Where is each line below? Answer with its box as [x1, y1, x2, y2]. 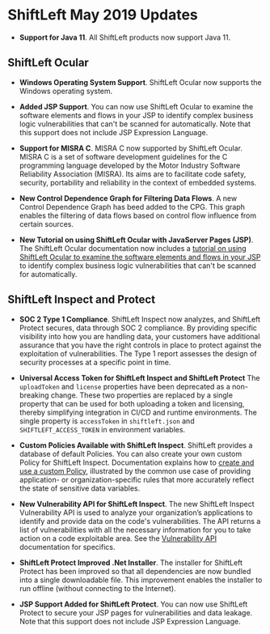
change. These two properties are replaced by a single [50, 390, 234, 400]
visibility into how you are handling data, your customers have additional [19, 331, 260, 341]
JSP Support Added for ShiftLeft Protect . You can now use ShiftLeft [19, 599, 248, 609]
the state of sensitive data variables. [19, 483, 141, 493]
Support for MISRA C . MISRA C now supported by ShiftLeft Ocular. [19, 143, 243, 153]
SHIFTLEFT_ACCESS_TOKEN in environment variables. [19, 424, 186, 434]
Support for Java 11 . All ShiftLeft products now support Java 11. [19, 32, 231, 42]
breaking [19, 390, 49, 400]
